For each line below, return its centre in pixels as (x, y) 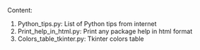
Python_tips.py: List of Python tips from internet (87, 24)
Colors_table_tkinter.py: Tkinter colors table (81, 39)
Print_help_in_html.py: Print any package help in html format (105, 31)
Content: (20, 10)
